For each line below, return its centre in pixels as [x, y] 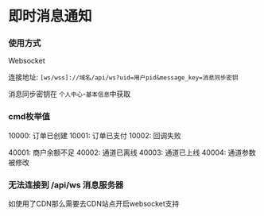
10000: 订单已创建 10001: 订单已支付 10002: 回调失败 [95, 135]
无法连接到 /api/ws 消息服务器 [66, 185]
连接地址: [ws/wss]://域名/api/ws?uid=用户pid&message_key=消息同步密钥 [123, 77]
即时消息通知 [50, 16]
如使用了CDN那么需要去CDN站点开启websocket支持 [94, 204]
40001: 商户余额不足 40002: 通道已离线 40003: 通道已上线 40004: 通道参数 [132, 152]
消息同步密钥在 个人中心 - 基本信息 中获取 [70, 94]
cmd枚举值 [29, 117]
